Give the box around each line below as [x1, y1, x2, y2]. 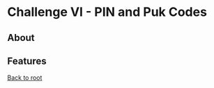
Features [7, 55, 47, 67]
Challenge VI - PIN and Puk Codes [7, 4, 208, 20]
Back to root [7, 73, 43, 82]
